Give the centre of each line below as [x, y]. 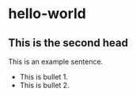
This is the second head [68, 43]
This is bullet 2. [44, 85]
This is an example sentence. [56, 61]
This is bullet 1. [44, 77]
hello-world [47, 14]
